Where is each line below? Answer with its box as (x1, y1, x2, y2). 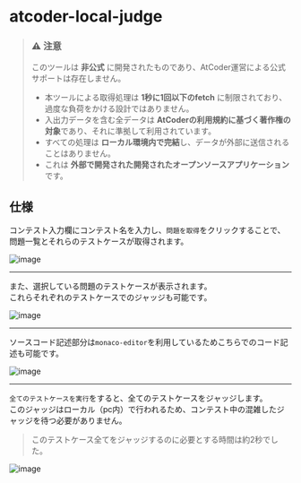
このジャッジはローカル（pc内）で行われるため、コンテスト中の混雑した (9, 404, 278, 415)
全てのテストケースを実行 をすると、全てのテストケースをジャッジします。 (9, 392, 268, 404)
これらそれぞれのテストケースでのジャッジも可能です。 (9, 292, 212, 303)
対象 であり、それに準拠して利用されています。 (44, 125, 217, 136)
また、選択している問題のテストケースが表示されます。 (9, 280, 212, 292)
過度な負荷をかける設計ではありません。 (44, 103, 194, 114)
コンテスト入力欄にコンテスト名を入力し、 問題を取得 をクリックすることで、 (9, 225, 286, 236)
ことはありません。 (44, 148, 116, 159)
